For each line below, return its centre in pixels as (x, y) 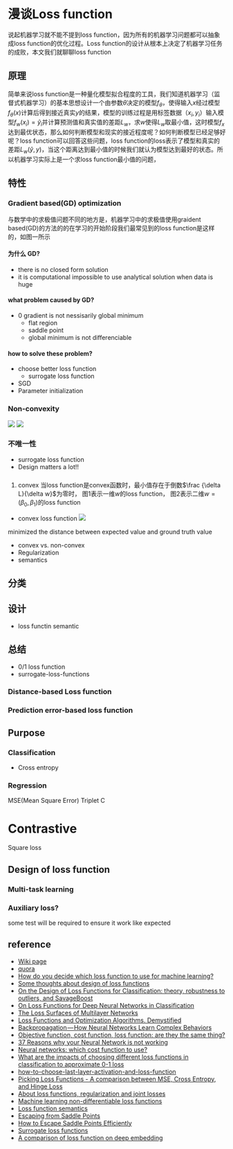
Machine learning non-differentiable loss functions (90, 1101)
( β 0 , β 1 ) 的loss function (49, 503)
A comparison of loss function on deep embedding (90, 1138)
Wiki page (32, 961)
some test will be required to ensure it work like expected (90, 923)
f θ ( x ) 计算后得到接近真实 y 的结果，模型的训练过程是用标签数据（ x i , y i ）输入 (113, 113)
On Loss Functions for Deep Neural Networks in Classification (106, 1005)
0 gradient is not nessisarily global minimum (81, 316)
